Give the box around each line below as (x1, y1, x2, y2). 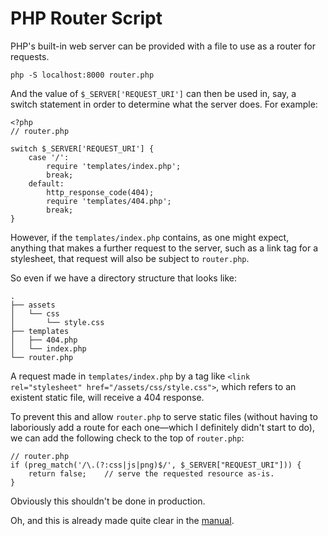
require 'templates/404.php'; (46, 196, 172, 206)
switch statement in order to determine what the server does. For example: (10, 98, 318, 110)
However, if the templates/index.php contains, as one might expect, (10, 231, 290, 243)
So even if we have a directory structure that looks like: (10, 272, 237, 284)
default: (28, 178, 65, 189)
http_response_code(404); (46, 187, 155, 197)
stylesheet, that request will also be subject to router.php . (10, 252, 250, 264)
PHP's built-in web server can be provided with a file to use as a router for (10, 40, 316, 52)
